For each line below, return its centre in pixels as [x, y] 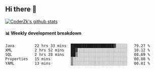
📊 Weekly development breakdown [43, 33]
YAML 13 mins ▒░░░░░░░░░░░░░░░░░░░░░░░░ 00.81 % [78, 63]
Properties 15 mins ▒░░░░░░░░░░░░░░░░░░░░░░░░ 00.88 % [78, 59]
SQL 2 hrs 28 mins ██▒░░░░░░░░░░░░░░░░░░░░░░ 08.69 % [78, 55]
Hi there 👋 [21, 9]
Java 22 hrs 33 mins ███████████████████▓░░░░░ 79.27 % [78, 46]
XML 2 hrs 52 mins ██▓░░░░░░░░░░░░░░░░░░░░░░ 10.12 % [78, 50]
